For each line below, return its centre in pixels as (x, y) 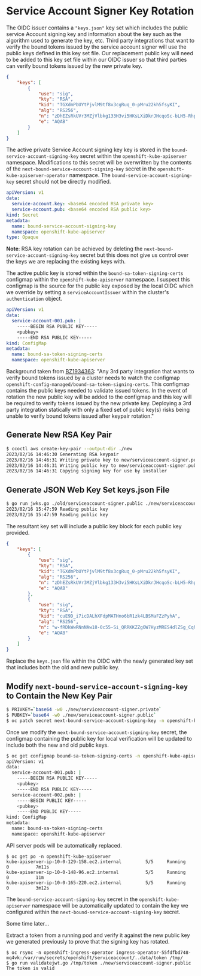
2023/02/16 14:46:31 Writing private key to (63, 460)
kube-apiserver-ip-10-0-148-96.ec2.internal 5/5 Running (96, 872)
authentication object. (34, 299)
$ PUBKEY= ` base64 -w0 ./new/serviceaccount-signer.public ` (81, 715)
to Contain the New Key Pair (59, 695)
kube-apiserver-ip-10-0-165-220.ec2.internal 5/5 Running (96, 883)
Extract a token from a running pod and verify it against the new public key (98, 935)
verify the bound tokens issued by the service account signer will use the (96, 47)
